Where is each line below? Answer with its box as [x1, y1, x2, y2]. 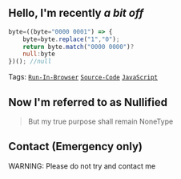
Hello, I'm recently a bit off [8, 6, 144, 20]
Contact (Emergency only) [8, 140, 143, 153]
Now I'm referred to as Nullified [8, 96, 168, 109]
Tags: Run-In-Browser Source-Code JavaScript [8, 72, 159, 82]
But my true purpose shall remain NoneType [27, 116, 174, 126]
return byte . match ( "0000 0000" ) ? [22, 43, 135, 51]
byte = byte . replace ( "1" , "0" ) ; [22, 35, 120, 43]
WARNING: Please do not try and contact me [8, 161, 156, 171]
